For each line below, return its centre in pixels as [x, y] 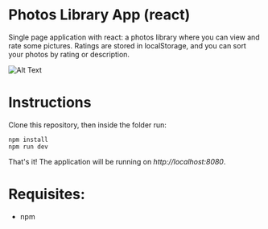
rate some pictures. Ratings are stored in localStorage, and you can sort [128, 45]
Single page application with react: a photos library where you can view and [134, 37]
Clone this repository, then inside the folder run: [88, 125]
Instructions [50, 103]
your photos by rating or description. [69, 54]
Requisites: [47, 194]
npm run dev [28, 147]
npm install [28, 139]
